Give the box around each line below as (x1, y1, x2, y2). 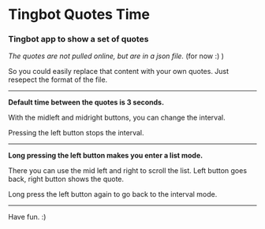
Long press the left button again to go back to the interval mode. (8, 190, 218, 199)
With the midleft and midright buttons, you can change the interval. (8, 113, 226, 123)
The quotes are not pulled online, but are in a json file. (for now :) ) (8, 51, 225, 61)
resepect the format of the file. (8, 75, 108, 84)
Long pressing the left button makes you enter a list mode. (8, 151, 203, 161)
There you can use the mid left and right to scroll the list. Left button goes (8, 166, 247, 175)
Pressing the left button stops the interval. (8, 128, 144, 138)
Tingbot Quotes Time (8, 6, 150, 24)
